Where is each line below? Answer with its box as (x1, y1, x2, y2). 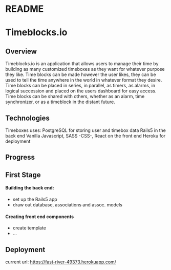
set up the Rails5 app (12, 196, 57, 202)
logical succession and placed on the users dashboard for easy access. (5, 88, 157, 94)
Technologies (5, 113, 50, 122)
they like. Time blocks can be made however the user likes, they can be (5, 71, 156, 78)
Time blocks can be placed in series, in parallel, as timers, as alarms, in (5, 83, 155, 89)
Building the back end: (5, 185, 54, 191)
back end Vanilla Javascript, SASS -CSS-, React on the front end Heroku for (5, 133, 166, 139)
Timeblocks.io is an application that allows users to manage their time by (5, 61, 159, 67)
